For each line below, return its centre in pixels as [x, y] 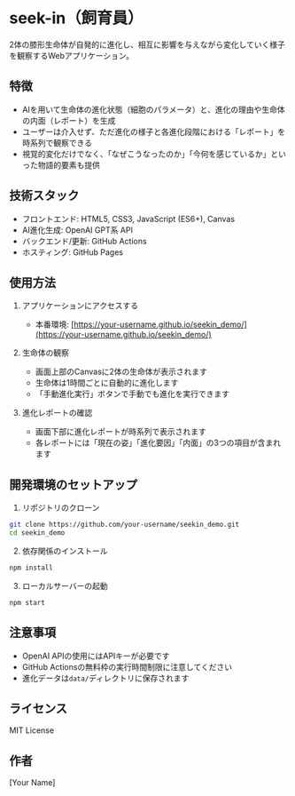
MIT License [32, 730]
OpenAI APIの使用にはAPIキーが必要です [96, 656]
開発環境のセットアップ [73, 485]
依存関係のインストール [65, 551]
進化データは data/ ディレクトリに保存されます [105, 678]
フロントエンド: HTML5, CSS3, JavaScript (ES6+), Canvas [128, 219]
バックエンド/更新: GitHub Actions [85, 241]
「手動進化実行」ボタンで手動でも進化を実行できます [132, 394]
